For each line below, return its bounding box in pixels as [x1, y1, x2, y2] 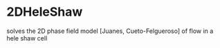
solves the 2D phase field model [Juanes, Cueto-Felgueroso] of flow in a [6, 27, 214, 35]
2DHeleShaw [6, 4, 83, 20]
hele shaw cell [6, 34, 48, 42]
